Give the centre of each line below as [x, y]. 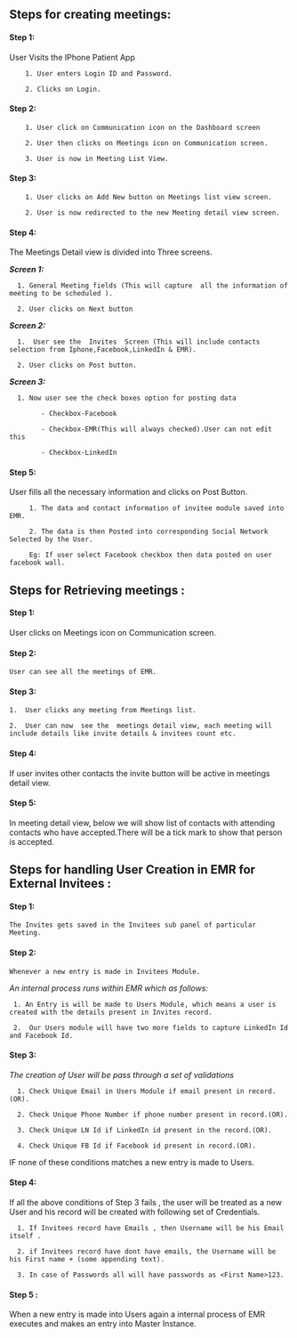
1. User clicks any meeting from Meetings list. [103, 710]
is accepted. [32, 841]
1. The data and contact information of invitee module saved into [157, 508]
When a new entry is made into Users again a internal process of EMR [137, 1314]
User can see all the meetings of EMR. [83, 672]
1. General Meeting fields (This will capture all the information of [153, 286]
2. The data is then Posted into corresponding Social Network [148, 532]
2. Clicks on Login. [63, 89]
